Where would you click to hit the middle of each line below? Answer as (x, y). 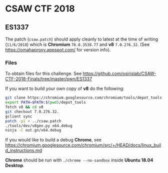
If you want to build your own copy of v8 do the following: (65, 88)
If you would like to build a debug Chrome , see (53, 140)
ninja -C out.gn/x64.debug (33, 130)
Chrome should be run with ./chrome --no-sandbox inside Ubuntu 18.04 (79, 160)
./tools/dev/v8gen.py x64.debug (39, 125)
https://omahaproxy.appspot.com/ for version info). (58, 50)
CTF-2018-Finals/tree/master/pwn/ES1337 (49, 79)
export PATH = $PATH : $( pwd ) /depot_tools (45, 102)
